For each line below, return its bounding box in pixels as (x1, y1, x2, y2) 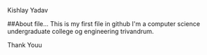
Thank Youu (7, 41, 42, 49)
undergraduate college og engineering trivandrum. (7, 28, 154, 35)
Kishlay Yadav (7, 6, 49, 14)
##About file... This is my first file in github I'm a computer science (7, 20, 201, 28)
